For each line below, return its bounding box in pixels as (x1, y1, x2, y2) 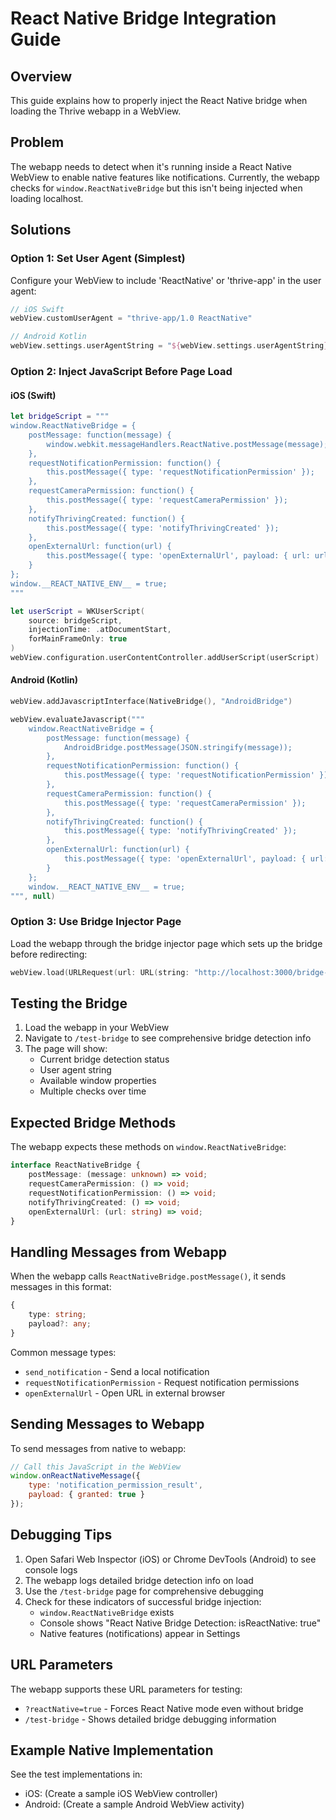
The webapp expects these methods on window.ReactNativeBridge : (10, 1141, 287, 1153)
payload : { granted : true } (28, 1490, 145, 1500)
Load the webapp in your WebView (24, 1022, 170, 1034)
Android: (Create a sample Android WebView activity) (24, 1798, 245, 1811)
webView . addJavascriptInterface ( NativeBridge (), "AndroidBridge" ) (10, 697, 293, 707)
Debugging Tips (10, 1527, 113, 1544)
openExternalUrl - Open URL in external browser (24, 1387, 226, 1399)
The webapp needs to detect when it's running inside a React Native (10, 160, 292, 172)
